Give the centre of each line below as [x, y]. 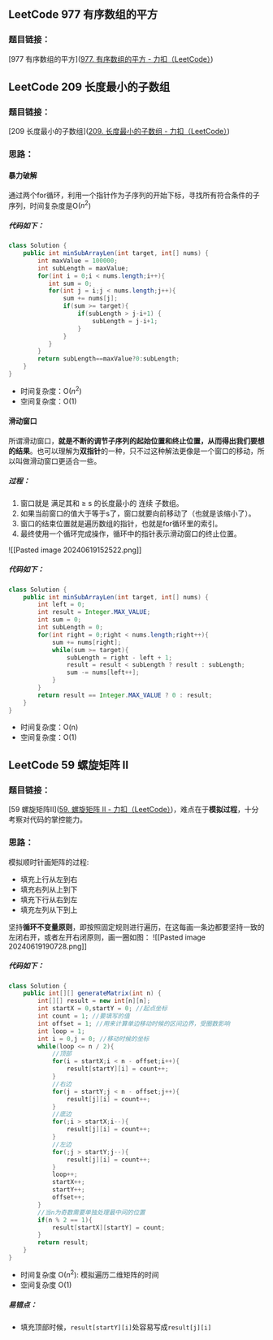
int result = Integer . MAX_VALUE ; [94, 612]
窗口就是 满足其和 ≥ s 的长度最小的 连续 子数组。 [102, 503]
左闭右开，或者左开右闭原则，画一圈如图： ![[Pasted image [107, 937]
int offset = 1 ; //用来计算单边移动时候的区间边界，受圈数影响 [134, 1023]
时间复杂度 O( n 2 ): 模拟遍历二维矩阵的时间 [90, 1273]
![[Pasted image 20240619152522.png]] [75, 550]
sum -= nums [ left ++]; [103, 672]
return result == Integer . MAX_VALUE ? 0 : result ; [125, 695]
